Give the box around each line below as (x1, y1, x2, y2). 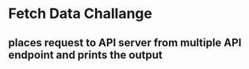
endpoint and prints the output (8, 48, 163, 61)
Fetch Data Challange (8, 5, 153, 23)
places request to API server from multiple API (8, 36, 242, 49)
